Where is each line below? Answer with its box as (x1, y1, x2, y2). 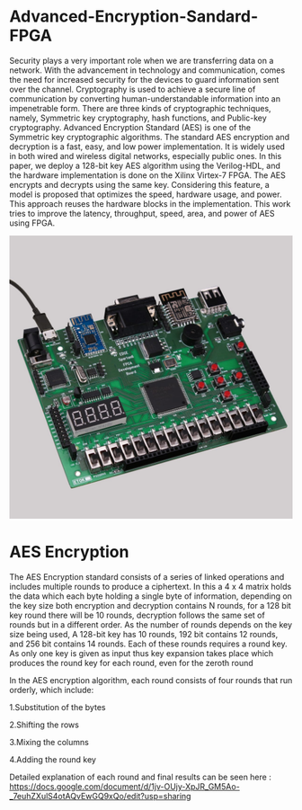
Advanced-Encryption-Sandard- (9, 6, 259, 27)
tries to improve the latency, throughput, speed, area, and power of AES (9, 208, 275, 218)
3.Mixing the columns (9, 736, 90, 747)
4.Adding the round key (9, 753, 97, 765)
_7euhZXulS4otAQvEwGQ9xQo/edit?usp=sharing (9, 790, 191, 801)
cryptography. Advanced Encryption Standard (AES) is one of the (9, 121, 252, 132)
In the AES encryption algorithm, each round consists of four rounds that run (9, 674, 293, 685)
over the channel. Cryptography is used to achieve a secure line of (9, 84, 256, 94)
